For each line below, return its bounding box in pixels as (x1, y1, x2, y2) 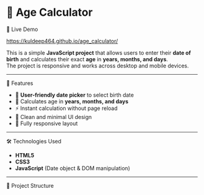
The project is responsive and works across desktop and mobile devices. (6, 62, 189, 69)
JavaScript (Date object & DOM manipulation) (15, 164, 131, 172)
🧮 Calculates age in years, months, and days (15, 97, 129, 105)
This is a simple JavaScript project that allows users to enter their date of (6, 49, 191, 56)
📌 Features (6, 79, 33, 87)
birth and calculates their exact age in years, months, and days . (6, 55, 168, 63)
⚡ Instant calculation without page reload (15, 104, 118, 112)
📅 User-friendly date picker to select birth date (15, 91, 134, 98)
